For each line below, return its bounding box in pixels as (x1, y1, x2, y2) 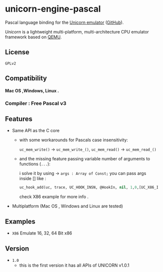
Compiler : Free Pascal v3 (5, 100, 66, 106)
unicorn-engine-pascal (5, 3, 101, 15)
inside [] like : (19, 176, 47, 182)
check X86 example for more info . (19, 194, 89, 200)
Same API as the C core (12, 128, 60, 134)
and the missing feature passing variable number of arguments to (19, 156, 150, 162)
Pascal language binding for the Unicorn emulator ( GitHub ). (5, 19, 124, 25)
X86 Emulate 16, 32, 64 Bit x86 (12, 230, 72, 236)
